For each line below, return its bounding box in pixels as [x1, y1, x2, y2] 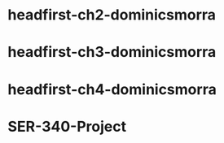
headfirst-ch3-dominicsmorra [7, 43, 217, 62]
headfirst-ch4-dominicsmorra [7, 80, 217, 98]
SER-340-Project [7, 117, 127, 136]
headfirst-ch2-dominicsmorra [7, 6, 217, 24]
